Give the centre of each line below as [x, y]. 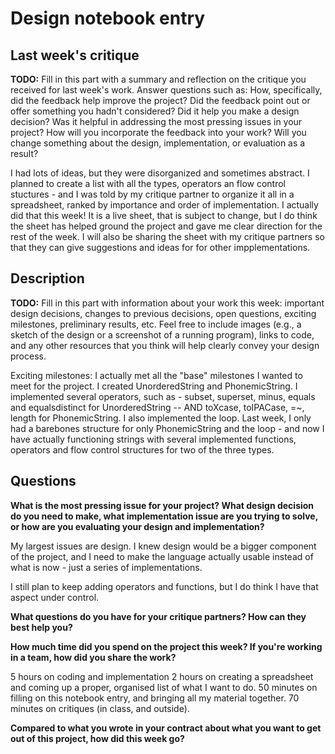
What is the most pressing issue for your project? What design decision [162, 505]
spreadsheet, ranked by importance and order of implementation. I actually [164, 205]
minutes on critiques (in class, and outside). [100, 708]
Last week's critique [75, 55]
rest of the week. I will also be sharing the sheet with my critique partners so [167, 236]
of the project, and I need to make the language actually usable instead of [162, 556]
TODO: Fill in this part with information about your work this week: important [167, 303]
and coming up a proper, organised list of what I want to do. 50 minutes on [164, 687]
